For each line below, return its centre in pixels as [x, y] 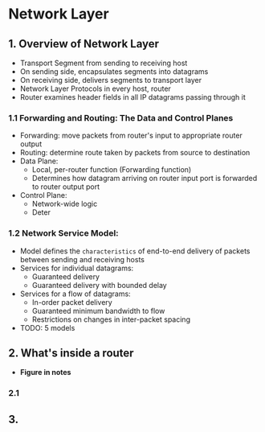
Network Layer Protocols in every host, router [95, 88]
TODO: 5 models [47, 327]
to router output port [66, 187]
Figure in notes [45, 372]
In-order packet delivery [72, 302]
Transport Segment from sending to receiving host [104, 63]
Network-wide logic [65, 204]
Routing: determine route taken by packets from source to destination [135, 153]
